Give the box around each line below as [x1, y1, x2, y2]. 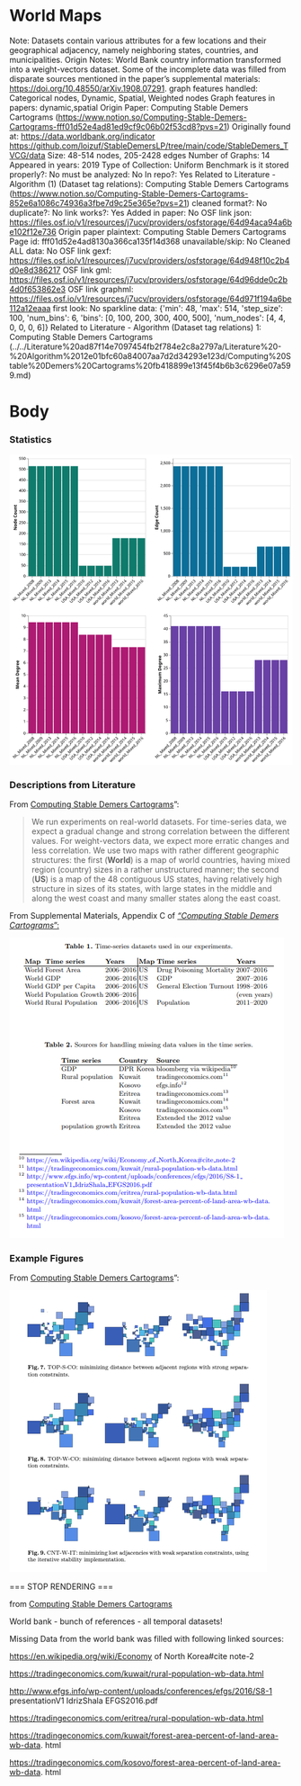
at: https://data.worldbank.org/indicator [9, 130, 155, 141]
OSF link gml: [62, 265, 112, 275]
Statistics [9, 434, 52, 446]
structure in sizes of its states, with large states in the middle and [31, 884, 272, 894]
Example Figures [9, 1252, 84, 1265]
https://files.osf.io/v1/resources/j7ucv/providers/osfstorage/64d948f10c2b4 [9, 255, 290, 265]
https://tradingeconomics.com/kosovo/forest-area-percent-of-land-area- [9, 1757, 281, 1768]
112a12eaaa [9, 302, 51, 313]
